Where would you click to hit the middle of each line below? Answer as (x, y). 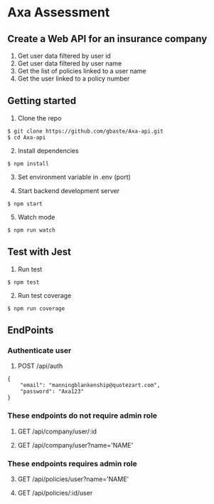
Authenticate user (39, 350)
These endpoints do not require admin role (82, 416)
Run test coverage (44, 295)
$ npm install (28, 164)
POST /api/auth (40, 366)
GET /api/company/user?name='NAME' (75, 445)
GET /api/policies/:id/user (55, 493)
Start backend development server (69, 190)
